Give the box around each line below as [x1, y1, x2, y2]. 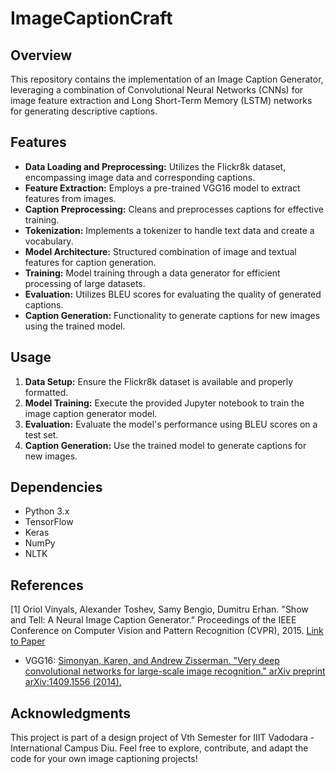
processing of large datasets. [24, 277, 146, 289]
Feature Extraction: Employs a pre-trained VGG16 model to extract [24, 182, 301, 194]
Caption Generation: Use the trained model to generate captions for [24, 439, 307, 451]
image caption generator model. [24, 407, 158, 419]
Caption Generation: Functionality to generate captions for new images [24, 309, 321, 321]
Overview [10, 47, 73, 64]
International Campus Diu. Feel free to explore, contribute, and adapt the [10, 742, 309, 754]
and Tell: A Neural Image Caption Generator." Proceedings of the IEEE [10, 614, 297, 626]
